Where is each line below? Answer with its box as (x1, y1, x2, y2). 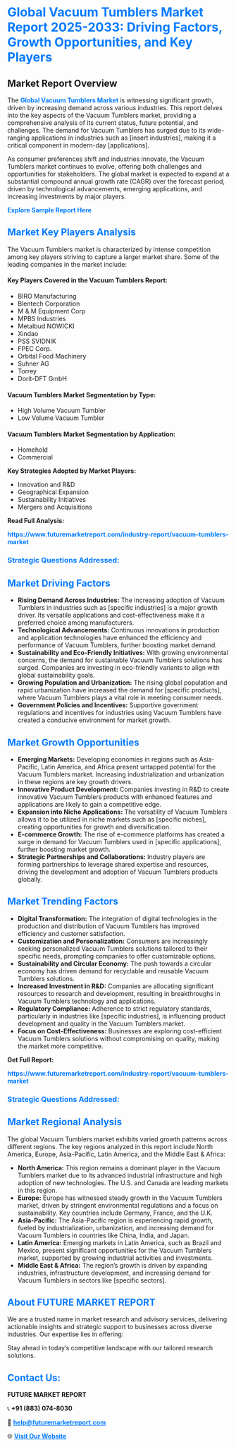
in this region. (17, 1186, 58, 1194)
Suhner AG (17, 359, 49, 368)
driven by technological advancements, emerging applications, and (7, 185, 203, 193)
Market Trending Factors (7, 896, 118, 908)
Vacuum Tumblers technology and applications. (17, 997, 156, 1005)
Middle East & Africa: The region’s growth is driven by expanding (17, 1261, 208, 1269)
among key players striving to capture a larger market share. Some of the (7, 252, 220, 261)
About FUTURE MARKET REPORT (7, 1296, 156, 1308)
